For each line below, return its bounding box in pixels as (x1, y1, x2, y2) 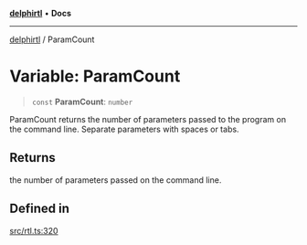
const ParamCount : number (31, 96, 133, 107)
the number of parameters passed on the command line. (9, 174, 222, 186)
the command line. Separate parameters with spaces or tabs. (9, 123, 239, 134)
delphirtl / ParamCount (9, 34, 95, 45)
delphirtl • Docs (9, 8, 71, 18)
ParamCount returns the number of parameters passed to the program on (9, 113, 286, 124)
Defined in (9, 201, 70, 217)
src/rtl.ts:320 (9, 225, 58, 236)
